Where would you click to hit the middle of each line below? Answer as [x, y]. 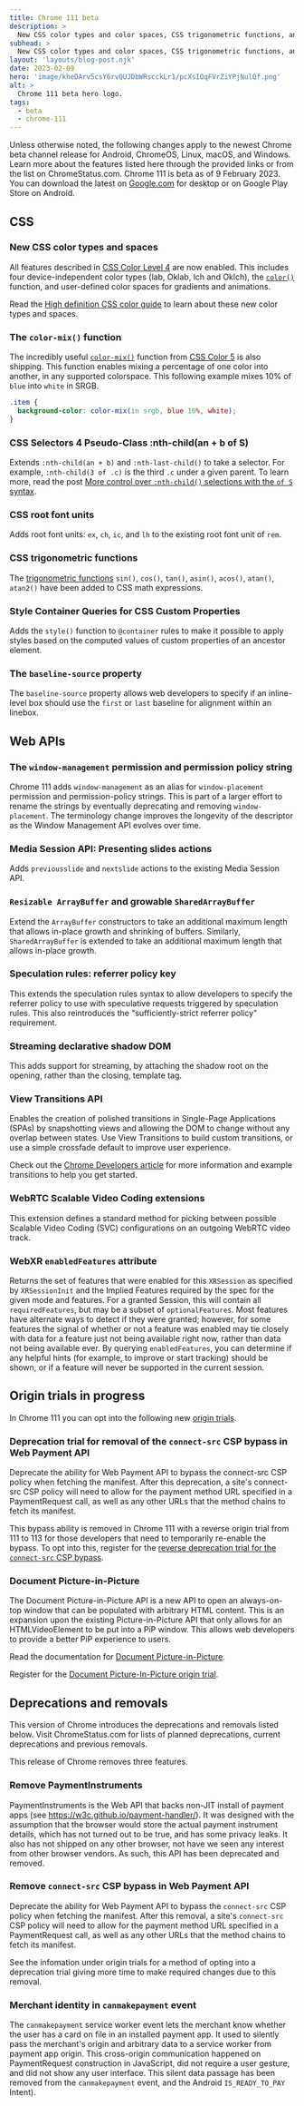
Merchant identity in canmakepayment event [103, 2004]
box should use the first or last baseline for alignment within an [150, 703]
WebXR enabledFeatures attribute [83, 1260]
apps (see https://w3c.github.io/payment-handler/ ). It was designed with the [152, 1815]
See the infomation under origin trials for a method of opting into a [133, 1962]
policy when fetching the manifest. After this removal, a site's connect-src [147, 1915]
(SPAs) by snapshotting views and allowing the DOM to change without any [150, 1128]
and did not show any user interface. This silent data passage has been [142, 2073]
